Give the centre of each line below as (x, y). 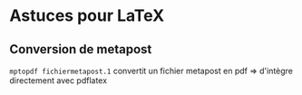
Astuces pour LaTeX (87, 16)
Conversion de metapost (81, 49)
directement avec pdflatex (58, 81)
